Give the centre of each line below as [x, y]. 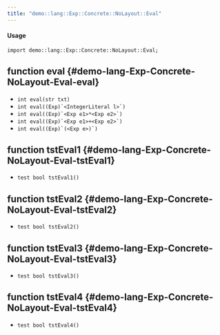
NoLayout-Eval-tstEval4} [62, 308]
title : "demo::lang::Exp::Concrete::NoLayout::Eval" [84, 13]
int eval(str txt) [43, 99]
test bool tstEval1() [48, 178]
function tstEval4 [45, 297]
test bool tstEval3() [48, 276]
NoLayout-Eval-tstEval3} [62, 259]
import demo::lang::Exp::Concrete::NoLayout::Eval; [83, 50]
